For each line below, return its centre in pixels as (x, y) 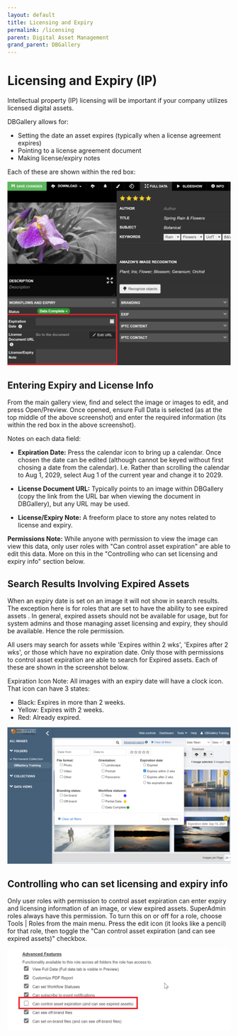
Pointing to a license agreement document (79, 151)
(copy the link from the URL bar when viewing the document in (109, 496)
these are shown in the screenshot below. (68, 667)
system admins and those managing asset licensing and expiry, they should (118, 623)
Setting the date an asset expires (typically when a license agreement (119, 135)
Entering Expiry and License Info (80, 385)
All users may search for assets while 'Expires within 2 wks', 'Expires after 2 (118, 645)
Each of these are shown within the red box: (72, 172)
